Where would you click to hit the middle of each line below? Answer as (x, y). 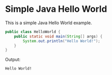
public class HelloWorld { (33, 32)
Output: (13, 60)
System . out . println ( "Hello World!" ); (61, 41)
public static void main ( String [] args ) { (58, 36)
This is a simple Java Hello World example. (49, 23)
